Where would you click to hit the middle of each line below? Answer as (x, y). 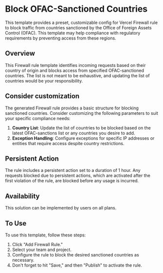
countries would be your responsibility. (44, 81)
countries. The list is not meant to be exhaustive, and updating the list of (77, 75)
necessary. (23, 260)
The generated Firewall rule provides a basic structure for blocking (72, 108)
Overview (20, 53)
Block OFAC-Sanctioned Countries (76, 9)
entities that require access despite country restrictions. (68, 143)
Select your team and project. (42, 250)
